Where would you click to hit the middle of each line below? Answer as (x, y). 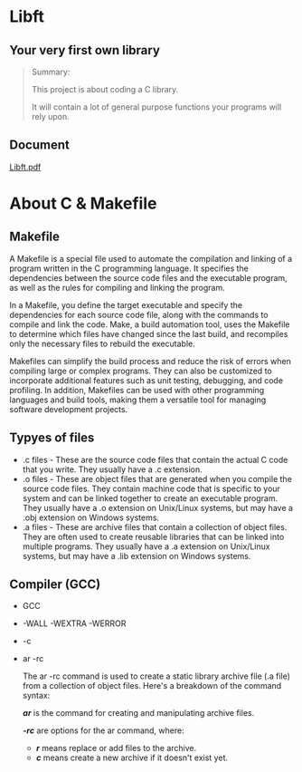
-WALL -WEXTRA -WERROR (74, 623)
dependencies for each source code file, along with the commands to (139, 314)
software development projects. (69, 409)
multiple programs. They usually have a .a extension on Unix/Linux (146, 546)
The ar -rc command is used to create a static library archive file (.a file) (156, 676)
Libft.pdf (25, 167)
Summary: (51, 72)
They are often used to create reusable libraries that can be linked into (153, 536)
